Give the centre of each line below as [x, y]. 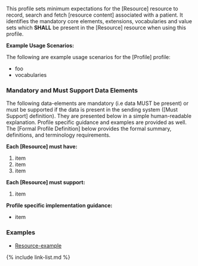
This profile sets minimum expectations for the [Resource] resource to [92, 9]
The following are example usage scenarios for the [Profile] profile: [89, 57]
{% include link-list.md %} [38, 257]
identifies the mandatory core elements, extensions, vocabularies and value [99, 21]
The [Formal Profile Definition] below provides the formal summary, [89, 129]
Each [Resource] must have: [42, 147]
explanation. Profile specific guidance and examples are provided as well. [96, 122]
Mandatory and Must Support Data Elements [72, 90]
